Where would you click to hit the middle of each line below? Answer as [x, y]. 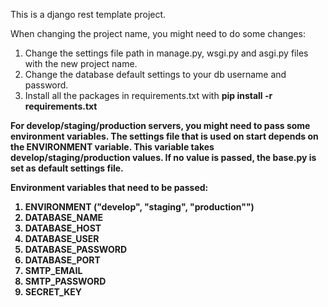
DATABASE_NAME [64, 217]
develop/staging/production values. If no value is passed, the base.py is [163, 157]
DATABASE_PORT [62, 260]
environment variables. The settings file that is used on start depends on [164, 136]
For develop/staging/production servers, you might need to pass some [160, 125]
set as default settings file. [67, 168]
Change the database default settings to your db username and [155, 74]
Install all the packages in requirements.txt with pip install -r [148, 95]
